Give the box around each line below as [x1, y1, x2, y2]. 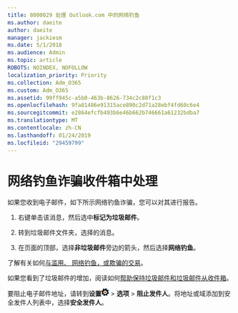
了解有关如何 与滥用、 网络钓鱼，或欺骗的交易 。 [7, 259, 147, 267]
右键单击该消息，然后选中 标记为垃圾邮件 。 [17, 213, 144, 222]
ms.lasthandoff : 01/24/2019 [7, 132, 91, 139]
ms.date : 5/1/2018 [7, 41, 62, 49]
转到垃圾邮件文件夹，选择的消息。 [17, 228, 119, 237]
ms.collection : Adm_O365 [7, 79, 81, 86]
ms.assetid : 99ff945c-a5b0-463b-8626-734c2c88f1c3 [7, 94, 162, 101]
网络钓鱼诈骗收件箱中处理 [7, 173, 159, 189]
